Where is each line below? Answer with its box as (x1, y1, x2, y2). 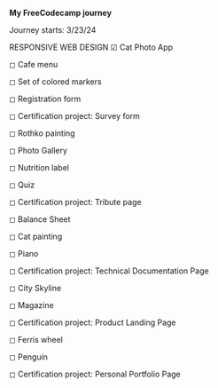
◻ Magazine (9, 300, 55, 310)
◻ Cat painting (9, 231, 63, 242)
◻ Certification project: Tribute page (9, 197, 142, 207)
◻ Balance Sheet (9, 214, 71, 225)
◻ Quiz (9, 179, 35, 190)
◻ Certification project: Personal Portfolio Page (9, 368, 182, 379)
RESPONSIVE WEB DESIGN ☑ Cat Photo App (9, 42, 174, 52)
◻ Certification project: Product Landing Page (9, 317, 176, 328)
